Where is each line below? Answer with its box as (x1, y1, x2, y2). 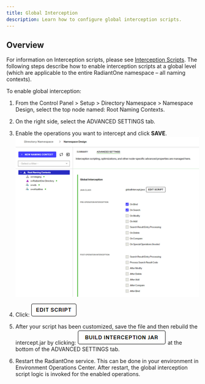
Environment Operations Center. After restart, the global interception (15, 364, 188, 371)
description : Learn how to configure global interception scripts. (6, 16, 182, 23)
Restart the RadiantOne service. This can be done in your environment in (15, 357, 199, 364)
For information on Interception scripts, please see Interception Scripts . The (6, 56, 198, 64)
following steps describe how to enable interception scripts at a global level (6, 63, 197, 70)
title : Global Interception (6, 10, 78, 16)
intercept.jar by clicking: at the (15, 339, 182, 346)
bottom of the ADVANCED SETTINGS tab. (15, 345, 120, 353)
